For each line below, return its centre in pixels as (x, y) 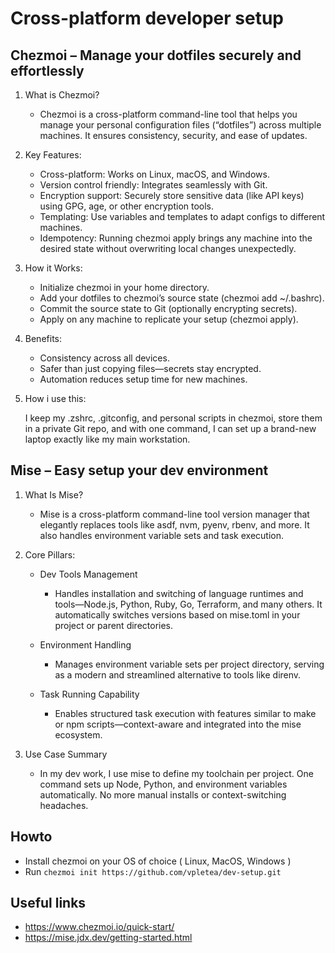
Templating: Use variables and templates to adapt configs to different (182, 216)
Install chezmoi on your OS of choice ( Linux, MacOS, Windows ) (158, 861)
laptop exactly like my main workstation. (107, 439)
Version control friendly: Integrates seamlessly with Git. (153, 185)
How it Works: (53, 268)
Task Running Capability (89, 694)
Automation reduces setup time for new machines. (143, 379)
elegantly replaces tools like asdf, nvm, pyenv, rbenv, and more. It (174, 524)
